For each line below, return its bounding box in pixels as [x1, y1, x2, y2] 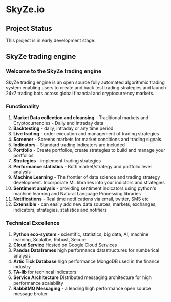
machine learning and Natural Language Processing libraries [13, 190, 141, 196]
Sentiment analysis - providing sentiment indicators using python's [13, 185, 157, 191]
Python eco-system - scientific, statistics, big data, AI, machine [13, 231, 149, 237]
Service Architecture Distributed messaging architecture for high [13, 274, 152, 281]
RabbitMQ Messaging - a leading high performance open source [13, 285, 152, 292]
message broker [13, 291, 48, 297]
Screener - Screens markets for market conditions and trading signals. [13, 136, 163, 142]
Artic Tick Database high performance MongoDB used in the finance [13, 258, 160, 264]
